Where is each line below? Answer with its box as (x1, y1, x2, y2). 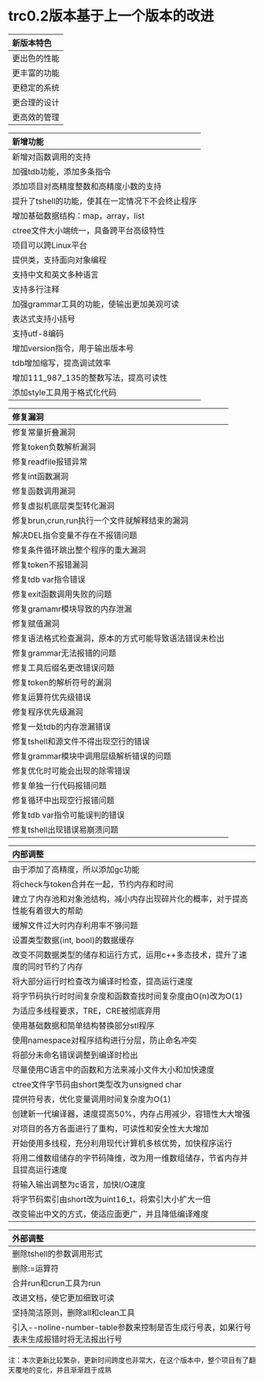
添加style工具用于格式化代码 (12, 386, 117, 397)
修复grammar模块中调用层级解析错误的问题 (12, 751, 171, 762)
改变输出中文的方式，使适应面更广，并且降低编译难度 (12, 1208, 210, 1219)
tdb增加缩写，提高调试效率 (12, 357, 112, 368)
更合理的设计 (12, 97, 60, 108)
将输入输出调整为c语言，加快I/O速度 (12, 1179, 146, 1190)
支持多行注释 (12, 283, 60, 294)
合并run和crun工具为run (12, 1278, 101, 1289)
